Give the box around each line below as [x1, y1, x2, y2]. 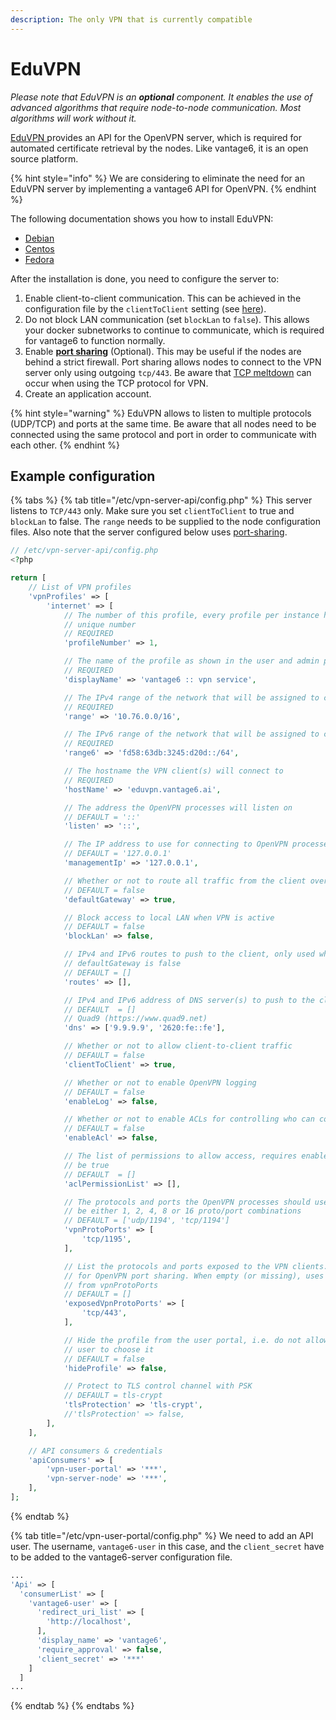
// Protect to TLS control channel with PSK [63, 1381, 253, 1391]
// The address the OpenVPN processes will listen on [63, 802, 293, 813]
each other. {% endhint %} [10, 439, 120, 451]
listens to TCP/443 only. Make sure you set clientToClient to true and [10, 505, 295, 517]
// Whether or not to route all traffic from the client [63, 876, 307, 886]
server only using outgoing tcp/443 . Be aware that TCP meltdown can [24, 366, 312, 378]
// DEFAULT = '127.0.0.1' [63, 849, 172, 859]
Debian [24, 232, 55, 244]
